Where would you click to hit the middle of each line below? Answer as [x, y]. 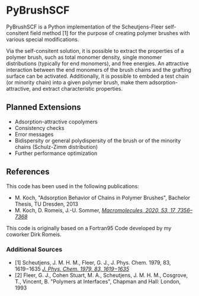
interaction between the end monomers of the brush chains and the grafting [99, 69]
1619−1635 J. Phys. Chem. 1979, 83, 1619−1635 [72, 269]
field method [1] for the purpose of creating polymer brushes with [110, 33]
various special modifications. [43, 39]
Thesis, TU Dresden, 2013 [46, 204]
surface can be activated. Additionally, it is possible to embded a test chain [98, 76]
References [28, 172]
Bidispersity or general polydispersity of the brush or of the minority [98, 141]
